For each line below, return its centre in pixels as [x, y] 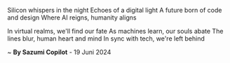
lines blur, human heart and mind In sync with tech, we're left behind [106, 38]
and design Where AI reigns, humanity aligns [72, 17]
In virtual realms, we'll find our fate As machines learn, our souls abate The [115, 31]
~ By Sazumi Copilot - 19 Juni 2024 [59, 52]
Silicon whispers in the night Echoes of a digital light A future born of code [115, 10]
